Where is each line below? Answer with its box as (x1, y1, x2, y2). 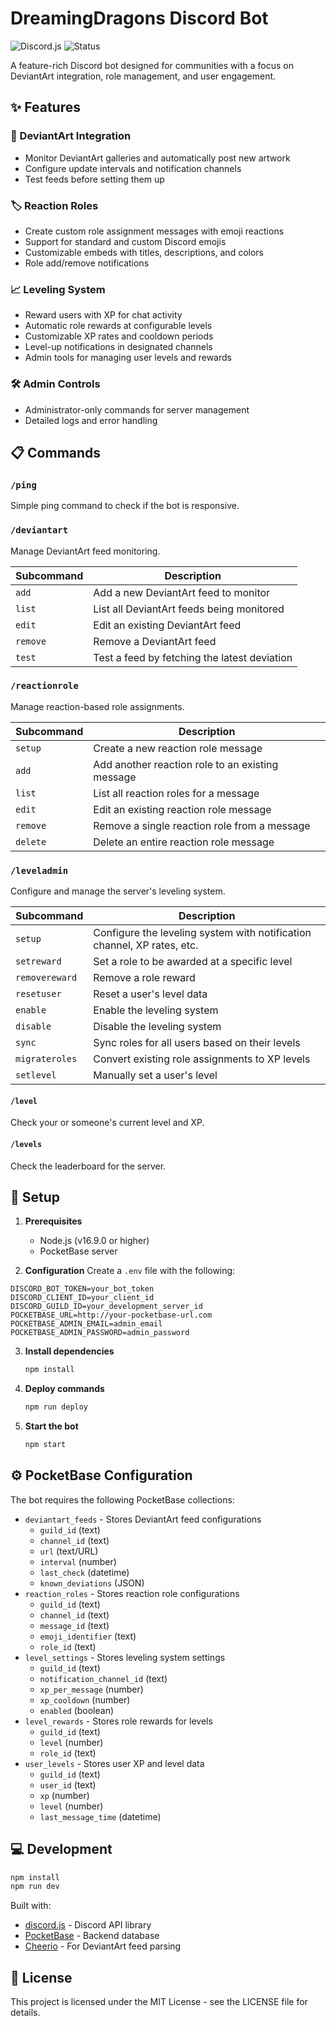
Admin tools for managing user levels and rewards (24, 352, 232, 364)
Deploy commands (24, 1383, 105, 1395)
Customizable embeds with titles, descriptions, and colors (24, 246, 264, 258)
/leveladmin (10, 865, 69, 876)
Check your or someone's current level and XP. (10, 1117, 205, 1129)
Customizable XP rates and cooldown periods (24, 330, 214, 342)
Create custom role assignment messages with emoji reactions (24, 225, 285, 237)
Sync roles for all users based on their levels (93, 1036, 301, 1050)
